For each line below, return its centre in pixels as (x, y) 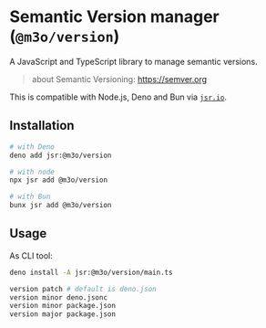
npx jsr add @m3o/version (58, 180)
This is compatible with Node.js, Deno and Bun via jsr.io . (118, 97)
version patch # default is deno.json (83, 289)
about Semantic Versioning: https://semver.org (119, 79)
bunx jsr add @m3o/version (61, 206)
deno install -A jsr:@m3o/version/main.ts (91, 272)
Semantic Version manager (115, 17)
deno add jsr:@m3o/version (61, 155)
